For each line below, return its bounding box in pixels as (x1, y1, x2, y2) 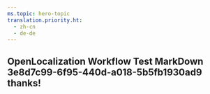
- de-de (13, 29, 36, 37)
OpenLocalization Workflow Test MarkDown (7, 55, 204, 67)
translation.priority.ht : (7, 17, 82, 24)
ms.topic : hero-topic (7, 10, 70, 17)
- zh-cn (13, 23, 36, 30)
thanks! (7, 77, 42, 89)
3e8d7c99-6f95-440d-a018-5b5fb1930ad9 (7, 66, 202, 78)
